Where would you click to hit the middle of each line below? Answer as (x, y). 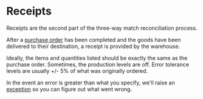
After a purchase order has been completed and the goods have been (94, 39)
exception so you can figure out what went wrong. (69, 89)
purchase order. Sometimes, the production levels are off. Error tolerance (98, 64)
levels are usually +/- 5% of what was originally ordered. (77, 70)
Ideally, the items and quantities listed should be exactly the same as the (97, 58)
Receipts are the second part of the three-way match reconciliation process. (102, 28)
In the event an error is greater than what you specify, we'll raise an (91, 83)
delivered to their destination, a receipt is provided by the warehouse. (93, 46)
